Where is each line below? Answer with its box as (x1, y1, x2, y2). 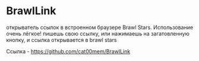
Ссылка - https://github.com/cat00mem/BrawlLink (6, 47, 131, 54)
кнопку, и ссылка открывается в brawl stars (6, 36, 117, 43)
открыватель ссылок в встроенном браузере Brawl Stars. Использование (6, 24, 194, 31)
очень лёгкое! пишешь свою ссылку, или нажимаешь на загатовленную (6, 30, 190, 37)
